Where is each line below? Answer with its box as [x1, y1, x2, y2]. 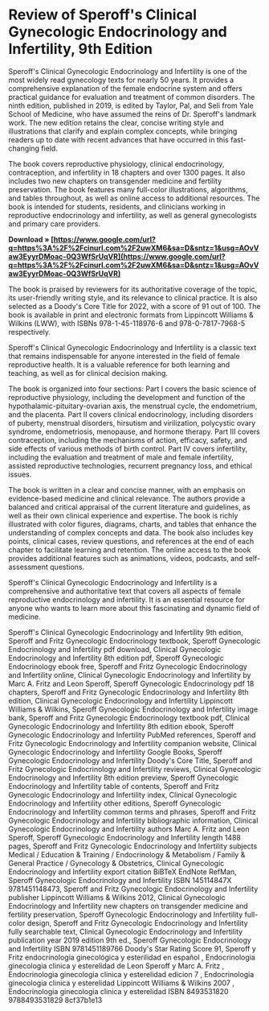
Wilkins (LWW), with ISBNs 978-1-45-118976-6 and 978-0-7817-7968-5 [8, 318, 246, 328]
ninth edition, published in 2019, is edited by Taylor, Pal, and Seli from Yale [8, 101, 255, 110]
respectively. [8, 327, 51, 336]
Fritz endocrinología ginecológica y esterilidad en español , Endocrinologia [8, 952, 255, 962]
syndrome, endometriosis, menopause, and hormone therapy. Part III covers [8, 427, 261, 436]
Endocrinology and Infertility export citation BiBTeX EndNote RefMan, [8, 867, 237, 877]
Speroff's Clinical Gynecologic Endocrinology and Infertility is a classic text [8, 342, 257, 352]
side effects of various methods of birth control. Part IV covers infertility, [8, 444, 247, 453]
